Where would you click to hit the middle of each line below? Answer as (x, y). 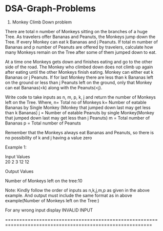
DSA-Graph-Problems (51, 9)
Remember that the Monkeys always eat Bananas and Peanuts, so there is (80, 132)
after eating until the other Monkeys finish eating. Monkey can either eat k (79, 72)
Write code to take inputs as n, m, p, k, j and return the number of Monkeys (81, 97)
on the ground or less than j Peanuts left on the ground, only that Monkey (79, 82)
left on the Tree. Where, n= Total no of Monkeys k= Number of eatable (76, 102)
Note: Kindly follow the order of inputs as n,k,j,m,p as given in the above (77, 190)
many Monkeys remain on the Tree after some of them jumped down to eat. (81, 52)
